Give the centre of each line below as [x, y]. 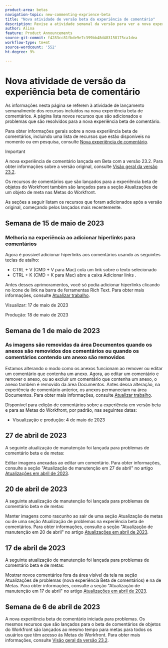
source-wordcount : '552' [31, 47]
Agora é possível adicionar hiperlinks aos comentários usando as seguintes [83, 255]
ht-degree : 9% [20, 52]
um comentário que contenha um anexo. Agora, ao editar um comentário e [82, 374]
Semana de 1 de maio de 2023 [53, 331]
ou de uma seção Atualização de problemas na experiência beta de [74, 522]
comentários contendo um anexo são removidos [65, 358]
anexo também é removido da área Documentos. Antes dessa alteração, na [83, 384]
